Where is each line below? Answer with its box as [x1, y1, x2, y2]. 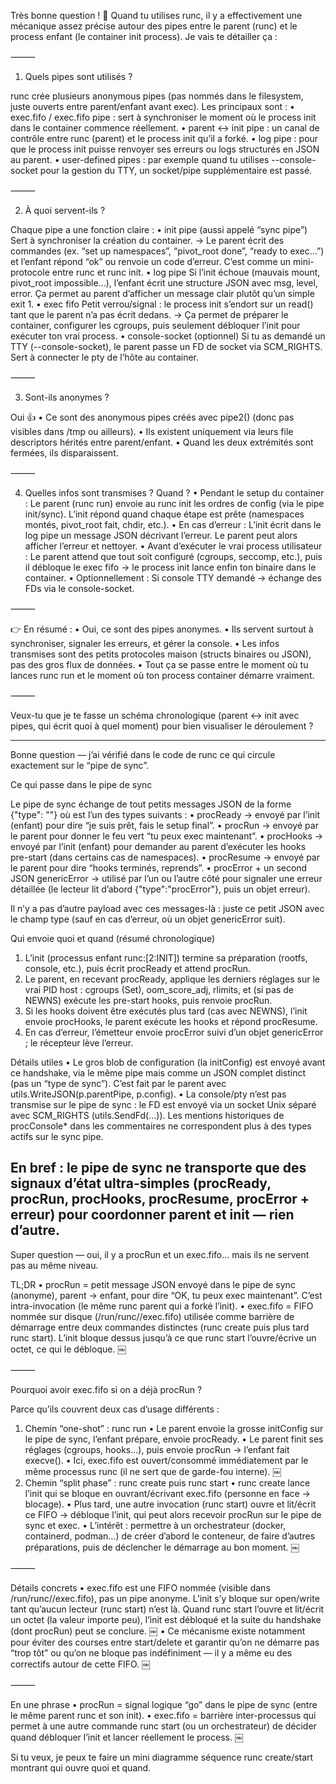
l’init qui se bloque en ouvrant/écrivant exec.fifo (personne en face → [24, 1487, 311, 1499]
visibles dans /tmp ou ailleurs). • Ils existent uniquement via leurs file [10, 426, 294, 437]
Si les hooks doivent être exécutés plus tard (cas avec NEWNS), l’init [24, 1005, 308, 1017]
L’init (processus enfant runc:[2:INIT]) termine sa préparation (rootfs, [24, 952, 308, 964]
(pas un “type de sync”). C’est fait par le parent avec [10, 1078, 227, 1089]
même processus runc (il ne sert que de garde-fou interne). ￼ [24, 1465, 282, 1477]
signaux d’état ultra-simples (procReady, [10, 1175, 272, 1192]
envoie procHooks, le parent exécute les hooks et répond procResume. [24, 1016, 318, 1027]
